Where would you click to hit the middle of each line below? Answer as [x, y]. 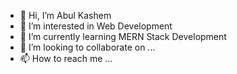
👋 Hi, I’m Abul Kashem [65, 15]
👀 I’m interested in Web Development [96, 26]
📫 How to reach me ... [66, 58]
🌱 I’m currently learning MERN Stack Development [123, 36]
